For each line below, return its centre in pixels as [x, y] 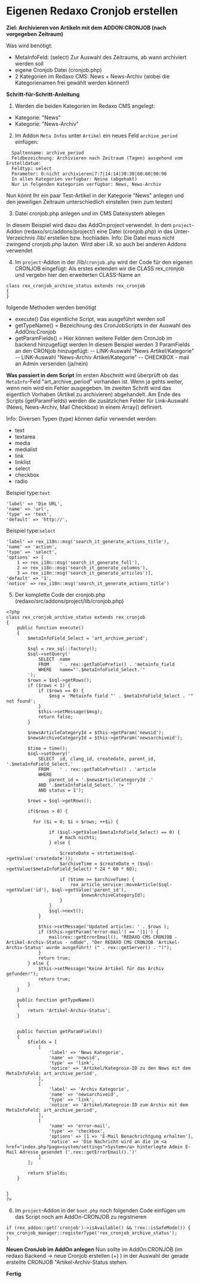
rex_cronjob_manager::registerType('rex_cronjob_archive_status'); [92, 1233]
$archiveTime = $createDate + [97, 864]
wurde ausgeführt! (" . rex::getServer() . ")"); [109, 947]
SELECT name [54, 659]
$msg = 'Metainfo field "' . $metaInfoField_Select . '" [121, 696]
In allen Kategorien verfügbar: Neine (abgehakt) [74, 179]
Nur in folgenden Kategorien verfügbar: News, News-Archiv [87, 184]
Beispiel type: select [31, 530]
